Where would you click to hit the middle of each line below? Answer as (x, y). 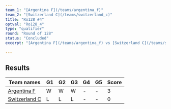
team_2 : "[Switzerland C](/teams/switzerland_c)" (59, 15)
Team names (24, 82)
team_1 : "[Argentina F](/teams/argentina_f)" (54, 10)
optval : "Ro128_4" (25, 24)
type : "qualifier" (25, 29)
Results (18, 68)
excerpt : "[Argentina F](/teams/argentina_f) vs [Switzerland (73, 43)
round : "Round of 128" (29, 33)
